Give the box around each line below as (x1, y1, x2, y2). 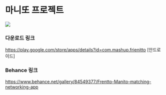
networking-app (5, 83, 38, 90)
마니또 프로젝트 (5, 4, 64, 16)
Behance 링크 (5, 67, 38, 74)
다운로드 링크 (5, 34, 35, 41)
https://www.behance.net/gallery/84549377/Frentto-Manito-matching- (5, 78, 151, 84)
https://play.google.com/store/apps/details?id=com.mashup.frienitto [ (5, 47, 149, 53)
